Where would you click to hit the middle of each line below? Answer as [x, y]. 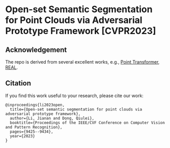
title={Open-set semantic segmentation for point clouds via [76, 109]
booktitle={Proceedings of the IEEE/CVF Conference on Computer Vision [88, 123]
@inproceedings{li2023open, [35, 105]
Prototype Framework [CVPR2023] [81, 31]
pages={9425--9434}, [32, 131]
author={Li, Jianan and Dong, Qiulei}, [52, 118]
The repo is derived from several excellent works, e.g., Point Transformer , [82, 62]
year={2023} [23, 136]
